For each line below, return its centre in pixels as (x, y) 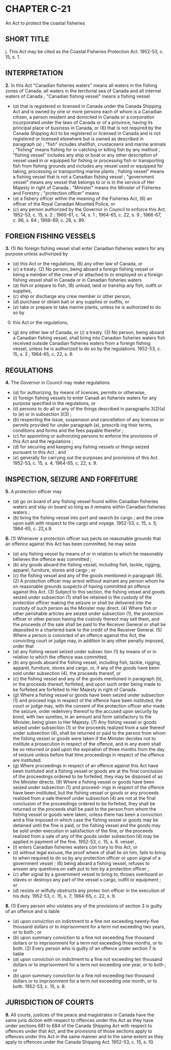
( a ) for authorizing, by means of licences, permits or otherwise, (79, 393)
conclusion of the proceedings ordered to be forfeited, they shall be (84, 804)
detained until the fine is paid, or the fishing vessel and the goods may (87, 825)
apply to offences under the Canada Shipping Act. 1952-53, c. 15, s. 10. (80, 1042)
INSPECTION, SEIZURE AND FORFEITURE (72, 479)
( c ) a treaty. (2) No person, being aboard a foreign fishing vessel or (83, 269)
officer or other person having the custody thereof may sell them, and (86, 619)
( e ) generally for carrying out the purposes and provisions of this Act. (86, 458)
